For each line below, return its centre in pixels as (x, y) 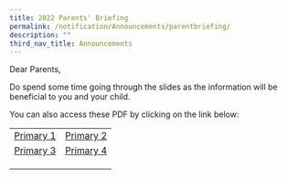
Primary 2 (86, 136)
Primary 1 (35, 136)
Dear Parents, (35, 69)
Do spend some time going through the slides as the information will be (144, 87)
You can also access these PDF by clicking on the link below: (124, 114)
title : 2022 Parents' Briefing (69, 18)
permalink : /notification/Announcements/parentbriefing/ (120, 26)
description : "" (40, 35)
